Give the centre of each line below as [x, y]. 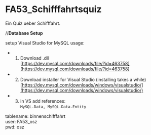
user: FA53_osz [21, 121]
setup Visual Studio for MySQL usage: [45, 43]
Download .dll [34, 58]
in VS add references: [43, 101]
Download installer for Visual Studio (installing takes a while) [83, 79]
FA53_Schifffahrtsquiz [54, 9]
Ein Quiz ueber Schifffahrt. [33, 23]
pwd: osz [15, 127]
